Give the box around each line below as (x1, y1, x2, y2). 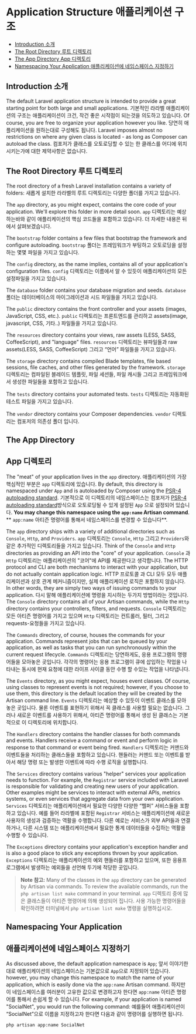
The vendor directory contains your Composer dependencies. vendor (6, 410, 171, 417)
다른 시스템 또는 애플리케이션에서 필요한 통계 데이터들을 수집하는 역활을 (23, 824, 186, 831)
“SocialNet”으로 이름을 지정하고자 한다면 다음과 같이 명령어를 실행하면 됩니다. (6, 1010, 184, 1017)
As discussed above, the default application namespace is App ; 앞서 (6, 960, 169, 967)
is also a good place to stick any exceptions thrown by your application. (6, 850, 178, 857)
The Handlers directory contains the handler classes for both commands (6, 730, 180, 737)
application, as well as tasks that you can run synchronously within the (6, 644, 177, 651)
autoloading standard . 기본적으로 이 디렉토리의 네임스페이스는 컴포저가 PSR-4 (6, 494, 187, 501)
